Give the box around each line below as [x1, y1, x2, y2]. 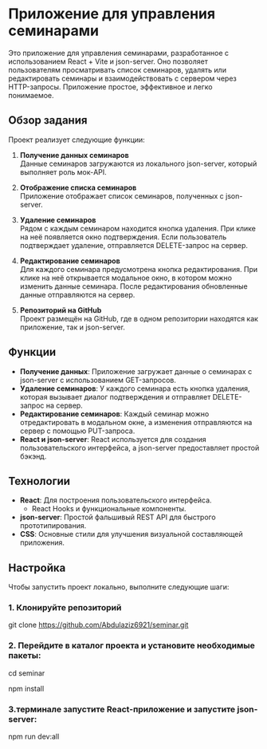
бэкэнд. [19, 451, 47, 461]
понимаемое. [8, 90, 54, 100]
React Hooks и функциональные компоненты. [31, 504, 187, 514]
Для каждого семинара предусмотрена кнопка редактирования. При [19, 264, 258, 274]
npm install [8, 684, 45, 693]
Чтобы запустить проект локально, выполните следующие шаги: [8, 582, 230, 592]
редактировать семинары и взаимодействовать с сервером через [8, 73, 237, 83]
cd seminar [8, 668, 45, 678]
